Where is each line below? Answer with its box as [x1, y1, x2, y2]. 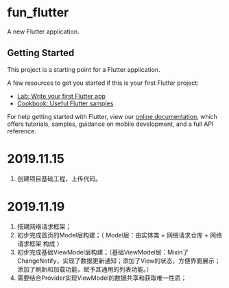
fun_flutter [7, 5, 69, 21]
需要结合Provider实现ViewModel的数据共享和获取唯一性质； [16, 274, 187, 282]
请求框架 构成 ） [16, 239, 63, 248]
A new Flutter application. [7, 27, 80, 36]
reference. [7, 127, 36, 135]
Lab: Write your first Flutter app [16, 92, 106, 100]
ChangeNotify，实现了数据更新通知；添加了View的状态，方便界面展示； [16, 257, 221, 265]
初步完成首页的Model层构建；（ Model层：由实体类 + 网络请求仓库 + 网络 [16, 231, 223, 239]
